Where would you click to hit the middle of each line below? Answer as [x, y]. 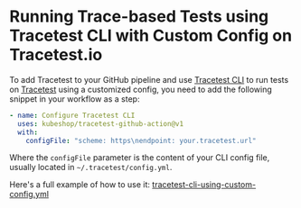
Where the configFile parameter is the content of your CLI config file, [140, 158]
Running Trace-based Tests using [139, 17]
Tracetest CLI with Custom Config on [150, 36]
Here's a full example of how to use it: [80, 185]
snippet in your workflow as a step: [75, 99]
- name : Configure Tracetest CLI [72, 115]
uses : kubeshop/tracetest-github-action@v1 [100, 123]
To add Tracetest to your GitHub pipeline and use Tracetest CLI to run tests [149, 79]
